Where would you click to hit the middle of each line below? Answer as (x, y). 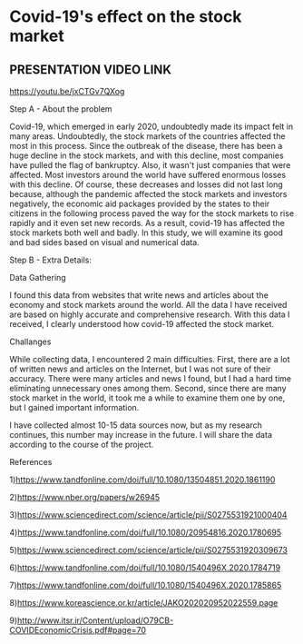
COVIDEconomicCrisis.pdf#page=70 (78, 630)
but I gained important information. (74, 407)
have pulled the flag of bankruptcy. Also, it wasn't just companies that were (150, 165)
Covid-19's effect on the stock (126, 17)
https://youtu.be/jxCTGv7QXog (67, 91)
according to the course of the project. (82, 444)
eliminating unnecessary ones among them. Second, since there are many (148, 388)
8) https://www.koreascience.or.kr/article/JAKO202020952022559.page (144, 603)
